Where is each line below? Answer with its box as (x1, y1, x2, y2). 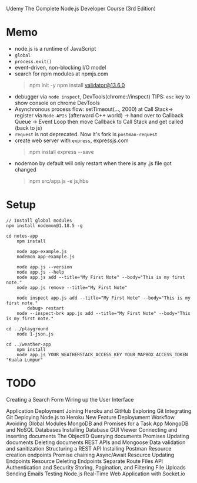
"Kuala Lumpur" (6, 357, 44, 363)
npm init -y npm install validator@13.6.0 (29, 81, 125, 88)
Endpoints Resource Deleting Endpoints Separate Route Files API (6, 457, 163, 465)
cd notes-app (6, 233, 38, 239)
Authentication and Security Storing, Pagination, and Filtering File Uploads (6, 464, 186, 471)
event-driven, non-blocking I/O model (14, 64, 106, 71)
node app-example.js (16, 248, 67, 254)
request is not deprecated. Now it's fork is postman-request (14, 130, 158, 137)
